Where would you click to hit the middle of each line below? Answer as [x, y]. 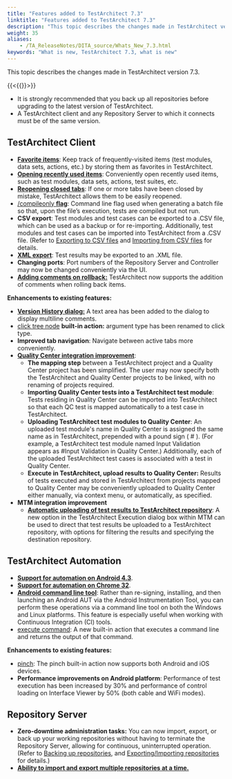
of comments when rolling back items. [71, 284]
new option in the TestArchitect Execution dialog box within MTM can [126, 517]
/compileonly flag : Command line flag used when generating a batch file [120, 203]
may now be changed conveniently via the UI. [82, 269]
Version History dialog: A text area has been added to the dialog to [113, 311]
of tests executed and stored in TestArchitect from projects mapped [124, 480]
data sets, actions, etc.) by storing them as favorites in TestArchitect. [115, 166]
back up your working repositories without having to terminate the [111, 739]
